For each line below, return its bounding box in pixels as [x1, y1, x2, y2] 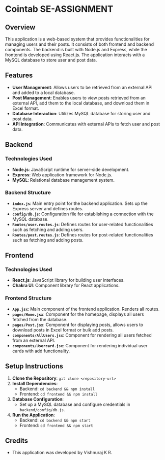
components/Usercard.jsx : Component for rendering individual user [12, 342, 148, 348]
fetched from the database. [12, 316, 68, 322]
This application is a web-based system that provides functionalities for [5, 36, 150, 42]
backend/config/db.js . [19, 406, 65, 412]
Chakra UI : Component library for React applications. [12, 282, 120, 289]
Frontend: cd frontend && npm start [19, 422, 93, 428]
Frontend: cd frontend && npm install [19, 391, 98, 397]
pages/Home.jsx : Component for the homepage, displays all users [12, 311, 144, 317]
